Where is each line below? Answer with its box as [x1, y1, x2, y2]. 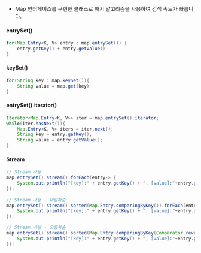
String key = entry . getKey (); [17, 131, 93, 138]
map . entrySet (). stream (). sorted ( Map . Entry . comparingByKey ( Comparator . [6, 230, 186, 236]
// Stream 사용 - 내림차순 [6, 197, 66, 203]
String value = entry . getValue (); [17, 137, 103, 143]
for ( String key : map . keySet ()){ [6, 77, 90, 84]
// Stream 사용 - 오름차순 [6, 224, 66, 231]
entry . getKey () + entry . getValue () [17, 46, 106, 52]
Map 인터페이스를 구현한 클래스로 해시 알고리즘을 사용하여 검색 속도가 [14, 5, 178, 12]
